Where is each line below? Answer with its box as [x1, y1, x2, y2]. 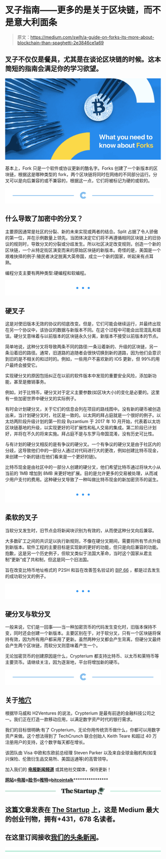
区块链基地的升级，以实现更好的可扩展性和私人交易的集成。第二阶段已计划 [5, 425, 157, 431]
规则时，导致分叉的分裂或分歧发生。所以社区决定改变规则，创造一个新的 [13, 241, 161, 247]
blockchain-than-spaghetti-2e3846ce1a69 [17, 40, 104, 45]
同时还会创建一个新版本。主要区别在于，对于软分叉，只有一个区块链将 [13, 630, 157, 636]
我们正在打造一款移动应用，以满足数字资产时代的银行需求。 [13, 716, 135, 722]
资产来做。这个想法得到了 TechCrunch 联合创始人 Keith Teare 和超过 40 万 [5, 733, 157, 739]
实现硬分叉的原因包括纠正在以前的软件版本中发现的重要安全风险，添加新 [5, 373, 152, 379]
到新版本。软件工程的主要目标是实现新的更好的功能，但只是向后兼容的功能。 [5, 544, 161, 550]
